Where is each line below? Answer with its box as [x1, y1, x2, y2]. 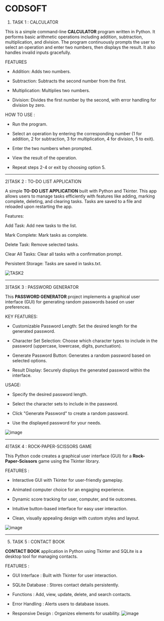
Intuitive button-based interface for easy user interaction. [12, 505, 128, 511]
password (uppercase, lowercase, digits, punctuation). [12, 343, 122, 348]
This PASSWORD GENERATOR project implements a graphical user [5, 294, 141, 299]
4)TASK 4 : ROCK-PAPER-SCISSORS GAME [5, 443, 92, 449]
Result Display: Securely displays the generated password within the [12, 367, 150, 373]
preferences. [5, 304, 31, 310]
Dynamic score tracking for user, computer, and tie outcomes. [12, 496, 137, 502]
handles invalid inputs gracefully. [5, 50, 72, 55]
